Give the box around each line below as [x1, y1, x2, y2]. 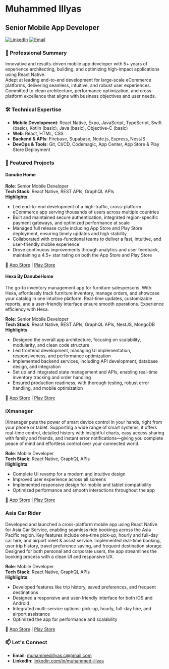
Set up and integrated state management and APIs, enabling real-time [12, 368, 158, 375]
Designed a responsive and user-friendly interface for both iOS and [12, 594, 153, 601]
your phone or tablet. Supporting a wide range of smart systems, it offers [5, 424, 157, 431]
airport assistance [12, 611, 50, 617]
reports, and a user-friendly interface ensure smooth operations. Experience [5, 301, 164, 307]
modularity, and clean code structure [12, 342, 90, 348]
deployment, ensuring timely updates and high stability [12, 230, 127, 236]
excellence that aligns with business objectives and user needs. [23, 93, 156, 99]
